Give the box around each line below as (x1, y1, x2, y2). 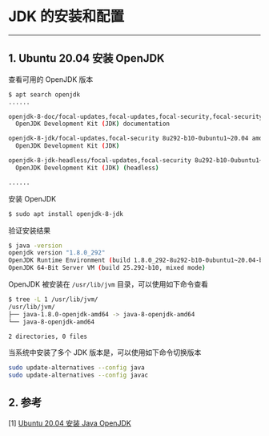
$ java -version (8, 242, 62, 250)
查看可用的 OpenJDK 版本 (8, 74, 94, 84)
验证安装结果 (8, 226, 50, 235)
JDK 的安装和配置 (8, 7, 125, 26)
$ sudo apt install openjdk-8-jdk (8, 210, 124, 218)
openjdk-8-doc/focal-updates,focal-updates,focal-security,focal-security (8, 112, 263, 120)
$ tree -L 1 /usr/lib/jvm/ (8, 295, 98, 304)
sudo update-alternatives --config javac (8, 371, 149, 380)
